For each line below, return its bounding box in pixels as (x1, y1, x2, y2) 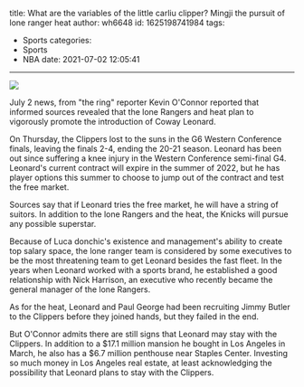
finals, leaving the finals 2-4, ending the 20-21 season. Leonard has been (9, 144, 282, 154)
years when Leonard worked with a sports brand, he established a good (9, 265, 278, 275)
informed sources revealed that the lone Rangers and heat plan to (9, 107, 254, 117)
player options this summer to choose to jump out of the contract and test (9, 172, 284, 183)
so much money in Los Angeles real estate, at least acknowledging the (9, 357, 273, 368)
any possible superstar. (9, 219, 97, 229)
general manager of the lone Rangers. (9, 284, 151, 295)
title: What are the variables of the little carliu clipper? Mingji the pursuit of (9, 8, 285, 18)
